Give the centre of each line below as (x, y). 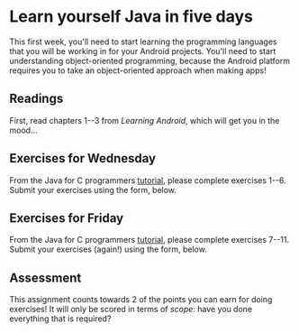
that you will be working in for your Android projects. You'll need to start (143, 51)
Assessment (45, 277)
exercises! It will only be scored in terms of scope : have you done (131, 310)
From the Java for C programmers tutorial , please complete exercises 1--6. (148, 180)
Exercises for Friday (67, 218)
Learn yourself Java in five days (131, 17)
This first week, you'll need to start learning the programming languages (143, 42)
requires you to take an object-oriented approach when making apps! (138, 70)
